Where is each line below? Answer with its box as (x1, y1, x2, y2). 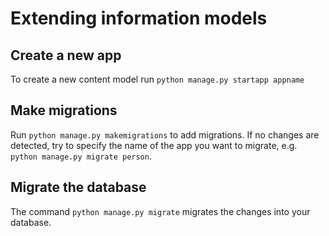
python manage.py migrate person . (10, 150, 152, 162)
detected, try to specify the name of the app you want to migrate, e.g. (10, 139, 298, 151)
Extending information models (10, 7, 268, 30)
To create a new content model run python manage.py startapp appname (10, 73, 305, 85)
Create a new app (10, 47, 122, 64)
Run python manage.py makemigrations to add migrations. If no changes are (10, 128, 320, 141)
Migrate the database (10, 179, 147, 196)
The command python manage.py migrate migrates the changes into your (10, 205, 311, 217)
